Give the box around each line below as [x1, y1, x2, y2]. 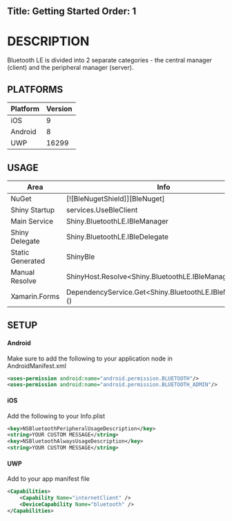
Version [46, 104, 72, 113]
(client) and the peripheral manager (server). [7, 64, 134, 72]
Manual [10, 267, 35, 277]
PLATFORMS [7, 83, 64, 95]
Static [10, 247, 30, 257]
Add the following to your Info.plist [7, 412, 106, 420]
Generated [10, 256, 46, 266]
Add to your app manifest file [7, 475, 90, 483]
